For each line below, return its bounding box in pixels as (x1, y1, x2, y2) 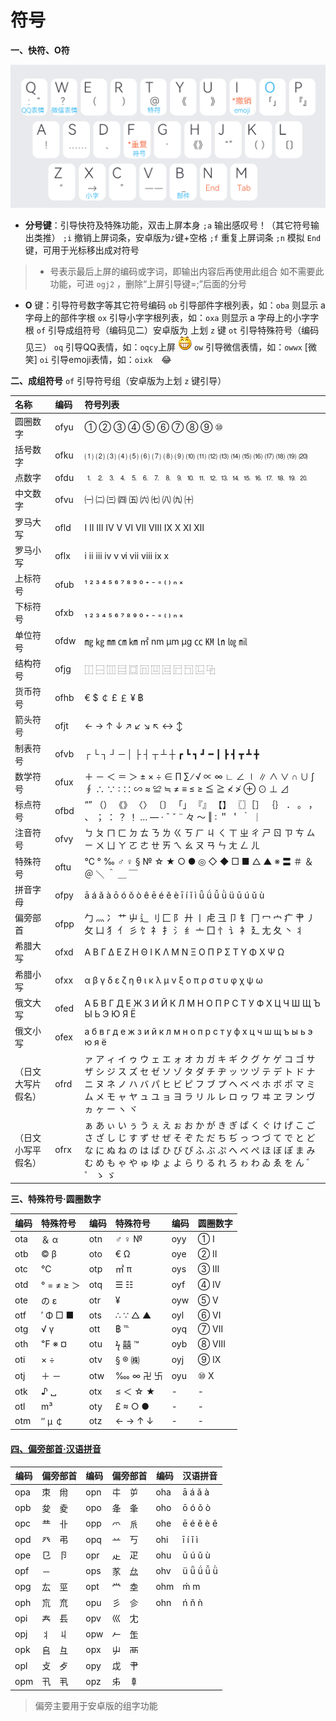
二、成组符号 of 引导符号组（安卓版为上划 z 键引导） (10, 374, 227, 386)
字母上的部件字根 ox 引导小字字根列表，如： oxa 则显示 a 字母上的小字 (24, 311, 311, 323)
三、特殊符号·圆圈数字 (10, 1193, 102, 1205)
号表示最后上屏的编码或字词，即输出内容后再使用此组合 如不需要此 (49, 265, 325, 277)
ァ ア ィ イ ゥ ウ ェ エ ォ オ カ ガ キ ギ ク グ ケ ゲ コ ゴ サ (84, 1053, 316, 1065)
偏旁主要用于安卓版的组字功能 (34, 1699, 158, 1711)
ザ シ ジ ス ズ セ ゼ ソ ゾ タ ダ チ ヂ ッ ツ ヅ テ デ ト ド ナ (84, 1066, 316, 1078)
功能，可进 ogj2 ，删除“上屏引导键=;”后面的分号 (49, 277, 247, 290)
